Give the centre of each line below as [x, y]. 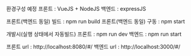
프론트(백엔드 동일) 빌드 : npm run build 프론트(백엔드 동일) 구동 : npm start [95, 21]
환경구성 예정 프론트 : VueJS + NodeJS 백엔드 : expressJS [76, 9]
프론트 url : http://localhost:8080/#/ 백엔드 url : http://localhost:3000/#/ [93, 47]
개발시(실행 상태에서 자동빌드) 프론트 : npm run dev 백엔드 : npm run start [94, 34]
